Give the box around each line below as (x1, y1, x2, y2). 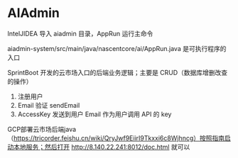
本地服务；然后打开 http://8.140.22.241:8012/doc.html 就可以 (13, 142, 190, 151)
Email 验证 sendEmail (17, 101, 80, 109)
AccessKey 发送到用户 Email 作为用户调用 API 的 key (17, 110, 172, 118)
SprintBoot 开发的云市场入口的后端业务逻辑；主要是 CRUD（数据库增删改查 (7, 68, 228, 77)
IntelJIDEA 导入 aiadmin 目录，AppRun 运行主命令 (7, 29, 153, 38)
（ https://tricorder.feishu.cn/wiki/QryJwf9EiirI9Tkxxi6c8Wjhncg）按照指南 (7, 133, 225, 142)
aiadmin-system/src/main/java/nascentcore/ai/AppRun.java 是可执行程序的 (7, 44, 227, 52)
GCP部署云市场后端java (7, 125, 77, 133)
